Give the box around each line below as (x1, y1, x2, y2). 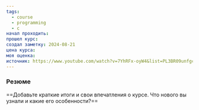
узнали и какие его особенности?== (6, 97, 98, 104)
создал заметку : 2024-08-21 (6, 42, 76, 48)
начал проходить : (6, 31, 49, 37)
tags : (6, 8, 20, 15)
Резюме (6, 77, 31, 86)
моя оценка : (6, 53, 36, 59)
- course (11, 14, 33, 20)
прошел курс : (6, 36, 38, 42)
